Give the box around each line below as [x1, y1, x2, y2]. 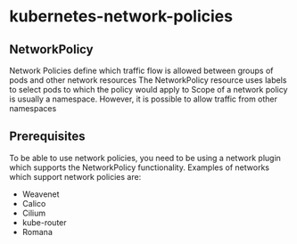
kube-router [21, 216, 67, 228]
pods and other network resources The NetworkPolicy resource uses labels [9, 75, 287, 85]
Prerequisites [9, 129, 86, 144]
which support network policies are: [9, 171, 142, 182]
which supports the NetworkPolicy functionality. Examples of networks [9, 162, 270, 173]
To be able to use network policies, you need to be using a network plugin [9, 152, 281, 163]
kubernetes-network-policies [9, 6, 234, 27]
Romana [21, 226, 54, 237]
